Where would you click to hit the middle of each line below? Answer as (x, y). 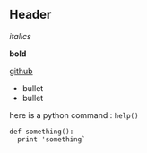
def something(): (42, 132)
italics (20, 36)
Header (30, 15)
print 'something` (52, 139)
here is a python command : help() (74, 115)
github (21, 71)
